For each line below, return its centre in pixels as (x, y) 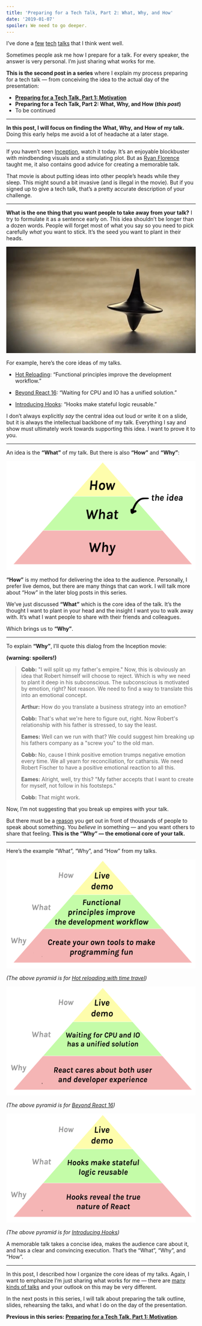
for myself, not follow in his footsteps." (69, 785)
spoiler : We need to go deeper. (47, 25)
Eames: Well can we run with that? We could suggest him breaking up (108, 736)
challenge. (19, 196)
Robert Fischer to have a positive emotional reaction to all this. (98, 767)
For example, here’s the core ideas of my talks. (64, 363)
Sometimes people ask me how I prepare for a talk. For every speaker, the (98, 55)
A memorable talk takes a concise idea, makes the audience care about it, (98, 1244)
